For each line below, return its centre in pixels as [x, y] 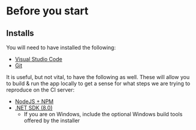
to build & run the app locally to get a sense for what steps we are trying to [98, 83]
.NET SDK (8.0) [34, 108]
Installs [20, 33]
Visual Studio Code [39, 59]
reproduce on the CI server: [40, 90]
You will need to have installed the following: [61, 47]
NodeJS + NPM [34, 101]
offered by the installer [52, 120]
